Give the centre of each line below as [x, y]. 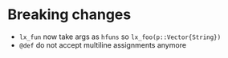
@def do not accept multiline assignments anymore [102, 44]
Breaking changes [69, 15]
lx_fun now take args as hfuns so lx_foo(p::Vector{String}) [120, 37]
